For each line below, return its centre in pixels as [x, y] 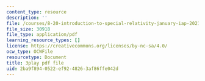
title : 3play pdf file [35, 63]
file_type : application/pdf [42, 35]
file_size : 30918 [28, 29]
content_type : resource [37, 12]
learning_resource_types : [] [43, 40]
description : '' [27, 18]
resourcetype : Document [37, 57]
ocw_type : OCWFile [30, 52]
